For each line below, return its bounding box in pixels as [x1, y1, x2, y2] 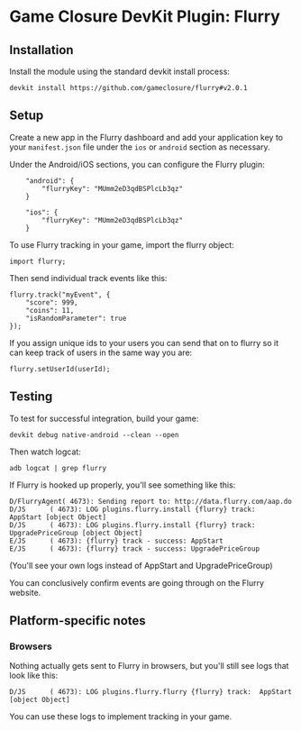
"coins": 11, [25, 306, 75, 315]
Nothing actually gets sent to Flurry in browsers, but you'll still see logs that [9, 661, 289, 672]
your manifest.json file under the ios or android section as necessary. [9, 142, 270, 152]
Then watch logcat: [9, 446, 81, 457]
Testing [9, 389, 53, 405]
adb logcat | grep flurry [9, 463, 106, 472]
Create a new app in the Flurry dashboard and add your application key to [9, 132, 284, 142]
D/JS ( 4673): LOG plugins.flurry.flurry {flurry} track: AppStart [9, 688, 293, 697]
